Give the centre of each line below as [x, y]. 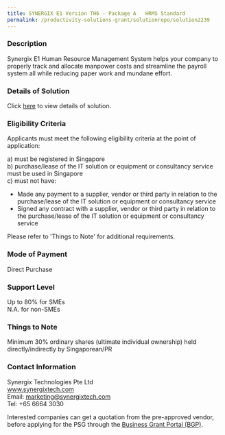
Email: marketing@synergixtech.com [59, 396]
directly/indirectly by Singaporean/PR [60, 349]
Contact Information [42, 367]
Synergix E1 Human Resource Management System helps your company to [113, 58]
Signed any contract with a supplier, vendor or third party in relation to [116, 209]
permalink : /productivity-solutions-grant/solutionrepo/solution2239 [109, 20]
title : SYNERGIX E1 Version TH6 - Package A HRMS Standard [96, 13]
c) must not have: [32, 181]
